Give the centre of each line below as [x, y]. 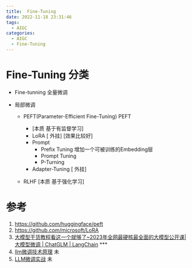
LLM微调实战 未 [33, 259]
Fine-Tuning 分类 [47, 75]
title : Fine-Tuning [31, 11]
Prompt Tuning [59, 156]
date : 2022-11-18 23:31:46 [39, 17]
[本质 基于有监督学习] [58, 128]
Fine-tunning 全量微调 [41, 92]
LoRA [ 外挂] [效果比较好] [62, 136]
